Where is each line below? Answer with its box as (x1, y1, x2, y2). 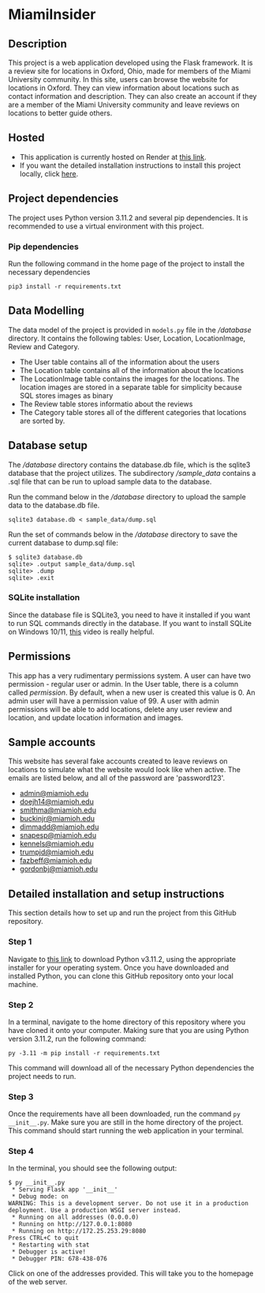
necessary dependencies (8, 267, 91, 277)
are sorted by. (19, 416, 65, 425)
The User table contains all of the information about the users (19, 357, 220, 367)
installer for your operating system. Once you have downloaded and (8, 963, 230, 972)
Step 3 (8, 1091, 34, 1102)
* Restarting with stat (11, 1241, 90, 1250)
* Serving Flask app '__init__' (11, 1186, 118, 1194)
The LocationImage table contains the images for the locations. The (19, 374, 240, 383)
